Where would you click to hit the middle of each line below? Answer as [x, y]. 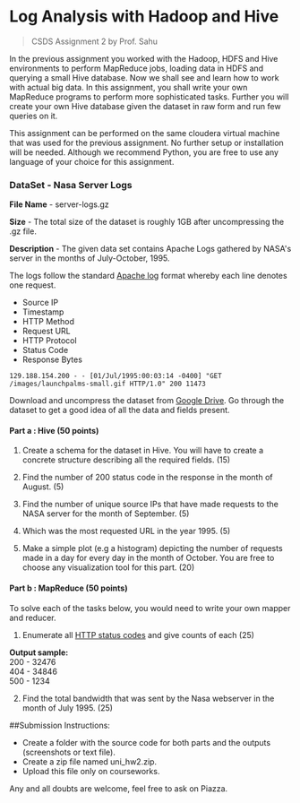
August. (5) [43, 487]
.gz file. [23, 231]
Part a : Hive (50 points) [54, 430]
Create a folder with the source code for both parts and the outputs [146, 742]
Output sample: [39, 652]
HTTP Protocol [50, 341]
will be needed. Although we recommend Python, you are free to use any [144, 152]
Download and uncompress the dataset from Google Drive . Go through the [147, 401]
